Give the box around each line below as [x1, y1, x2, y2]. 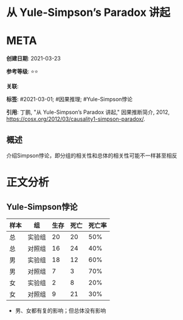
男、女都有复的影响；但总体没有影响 [15, 307, 106, 314]
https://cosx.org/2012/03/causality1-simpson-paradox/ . [6, 115, 146, 123]
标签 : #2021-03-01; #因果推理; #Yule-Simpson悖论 [6, 96, 133, 103]
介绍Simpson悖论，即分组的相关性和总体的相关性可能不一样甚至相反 [6, 152, 178, 159]
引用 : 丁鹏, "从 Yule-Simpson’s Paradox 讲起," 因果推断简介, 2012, [6, 108, 170, 116]
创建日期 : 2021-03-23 [6, 55, 61, 62]
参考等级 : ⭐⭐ [6, 68, 38, 75]
